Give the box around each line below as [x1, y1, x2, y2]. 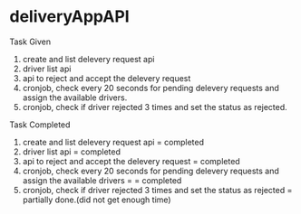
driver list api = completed [22, 146, 121, 157]
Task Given [9, 36, 52, 47]
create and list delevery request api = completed [22, 136, 204, 147]
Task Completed [9, 119, 71, 130]
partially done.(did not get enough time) [22, 194, 171, 205]
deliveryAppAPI [9, 6, 130, 27]
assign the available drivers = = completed [22, 174, 182, 186]
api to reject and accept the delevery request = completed [22, 155, 240, 166]
